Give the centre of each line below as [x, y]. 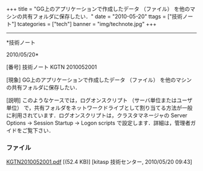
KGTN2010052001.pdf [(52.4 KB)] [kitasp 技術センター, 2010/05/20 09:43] [99, 162]
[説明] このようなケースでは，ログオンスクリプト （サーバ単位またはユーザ [99, 100]
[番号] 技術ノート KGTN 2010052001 [52, 67]
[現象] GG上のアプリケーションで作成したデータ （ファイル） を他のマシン [99, 80]
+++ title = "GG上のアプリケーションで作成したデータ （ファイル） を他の [98, 9]
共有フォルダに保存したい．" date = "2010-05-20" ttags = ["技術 [102, 16]
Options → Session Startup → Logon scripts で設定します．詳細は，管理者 [98, 123]
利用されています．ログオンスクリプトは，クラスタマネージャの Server [99, 115]
